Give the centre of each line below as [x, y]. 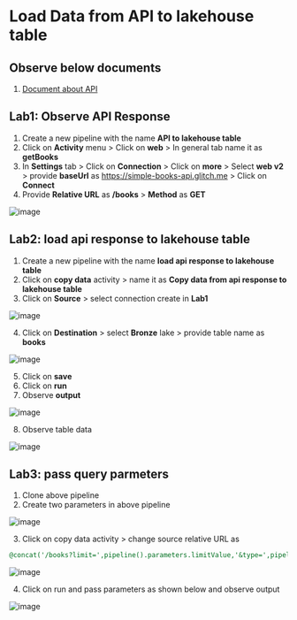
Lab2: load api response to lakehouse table [129, 239]
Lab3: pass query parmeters [89, 475]
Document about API [60, 89]
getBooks [40, 157]
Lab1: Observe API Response [90, 117]
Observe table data [57, 429]
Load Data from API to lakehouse [132, 16]
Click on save [47, 376]
